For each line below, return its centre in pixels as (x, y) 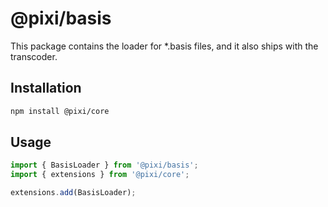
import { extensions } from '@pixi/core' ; (100, 175)
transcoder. (34, 56)
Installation (46, 88)
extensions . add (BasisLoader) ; (73, 193)
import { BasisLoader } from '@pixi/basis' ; (104, 165)
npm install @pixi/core (60, 111)
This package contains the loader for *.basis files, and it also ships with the (164, 46)
